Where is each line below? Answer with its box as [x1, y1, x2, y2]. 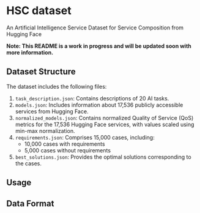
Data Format [6, 198, 54, 209]
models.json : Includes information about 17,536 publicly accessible [15, 101, 183, 108]
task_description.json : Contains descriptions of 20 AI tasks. [15, 94, 169, 102]
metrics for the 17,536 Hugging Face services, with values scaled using [15, 121, 194, 128]
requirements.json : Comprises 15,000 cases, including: [15, 133, 155, 141]
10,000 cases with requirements [24, 140, 105, 148]
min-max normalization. [15, 127, 75, 135]
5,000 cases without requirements [24, 146, 111, 154]
